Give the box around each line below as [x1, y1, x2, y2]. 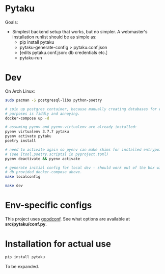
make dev [5, 183, 23, 188]
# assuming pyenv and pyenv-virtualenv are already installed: [5, 125, 137, 130]
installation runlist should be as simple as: [12, 34, 97, 40]
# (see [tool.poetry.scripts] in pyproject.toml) [5, 152, 109, 157]
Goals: [5, 19, 18, 25]
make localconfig [5, 174, 41, 179]
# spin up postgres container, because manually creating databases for [5, 107, 157, 111]
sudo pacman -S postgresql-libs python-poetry [5, 98, 102, 103]
